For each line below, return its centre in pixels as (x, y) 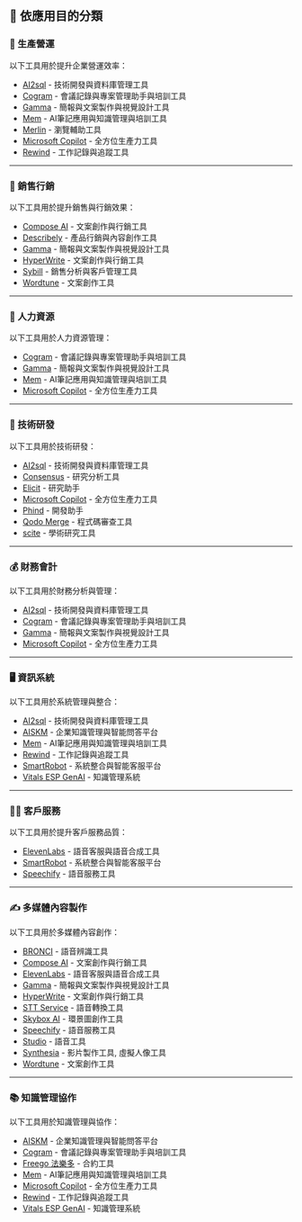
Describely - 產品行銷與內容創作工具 (89, 238)
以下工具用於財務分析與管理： (64, 590)
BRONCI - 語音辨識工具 (65, 951)
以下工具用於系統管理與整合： (64, 702)
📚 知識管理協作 (43, 1098)
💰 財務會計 (33, 567)
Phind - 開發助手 (53, 510)
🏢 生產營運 (32, 44)
